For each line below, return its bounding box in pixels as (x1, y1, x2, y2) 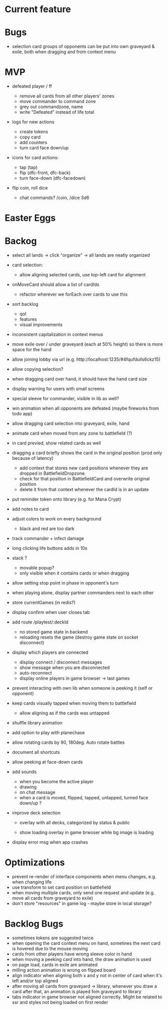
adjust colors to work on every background (12, 516, 102, 522)
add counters (19, 139, 47, 146)
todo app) (12, 411, 33, 417)
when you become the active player (19, 779, 94, 785)
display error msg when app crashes (12, 839, 89, 845)
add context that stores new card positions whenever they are (19, 465, 148, 471)
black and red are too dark (19, 525, 75, 532)
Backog (5, 235, 37, 247)
